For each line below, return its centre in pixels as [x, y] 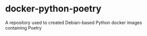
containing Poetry [23, 27]
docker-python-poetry [53, 9]
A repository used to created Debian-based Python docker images [74, 22]
